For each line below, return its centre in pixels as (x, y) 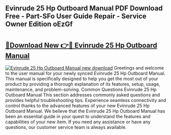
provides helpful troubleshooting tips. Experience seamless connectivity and (86, 100)
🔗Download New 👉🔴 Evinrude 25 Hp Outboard (81, 45)
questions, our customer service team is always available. (66, 127)
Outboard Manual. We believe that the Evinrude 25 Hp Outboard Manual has (85, 111)
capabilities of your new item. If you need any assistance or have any (78, 122)
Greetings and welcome (139, 68)
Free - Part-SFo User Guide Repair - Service (76, 16)
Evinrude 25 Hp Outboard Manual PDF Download (84, 8)
